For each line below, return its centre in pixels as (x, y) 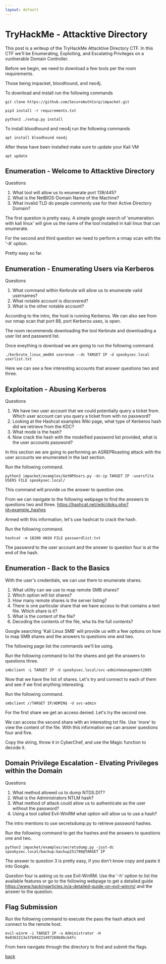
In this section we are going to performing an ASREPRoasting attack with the (83, 452)
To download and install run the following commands (59, 93)
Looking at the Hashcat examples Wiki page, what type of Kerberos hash (87, 421)
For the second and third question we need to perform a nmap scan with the (83, 238)
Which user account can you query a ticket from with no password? (82, 416)
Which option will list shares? (42, 595)
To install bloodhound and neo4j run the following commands (68, 128)
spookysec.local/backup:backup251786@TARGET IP (55, 852)
